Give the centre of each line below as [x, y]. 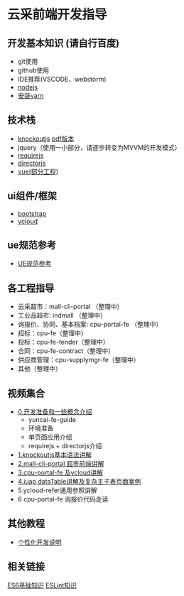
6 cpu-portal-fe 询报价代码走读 [63, 499]
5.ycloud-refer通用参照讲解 [57, 490]
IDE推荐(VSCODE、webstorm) [62, 79]
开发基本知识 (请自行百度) [63, 43]
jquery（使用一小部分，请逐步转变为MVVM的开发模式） [99, 147]
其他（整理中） [39, 369]
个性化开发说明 [39, 542]
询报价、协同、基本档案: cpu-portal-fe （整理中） [90, 325]
